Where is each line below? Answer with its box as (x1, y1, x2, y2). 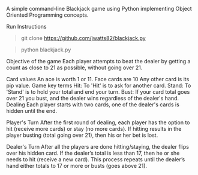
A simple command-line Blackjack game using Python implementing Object (6, 5, 192, 12)
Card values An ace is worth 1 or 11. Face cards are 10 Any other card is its (6, 76, 190, 82)
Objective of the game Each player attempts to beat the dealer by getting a (6, 58, 191, 65)
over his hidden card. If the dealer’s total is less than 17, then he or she (6, 149, 180, 156)
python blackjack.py (20, 46, 71, 53)
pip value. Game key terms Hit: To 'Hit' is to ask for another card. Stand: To (6, 82, 191, 89)
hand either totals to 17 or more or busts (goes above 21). (6, 162, 148, 169)
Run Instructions (6, 23, 47, 30)
